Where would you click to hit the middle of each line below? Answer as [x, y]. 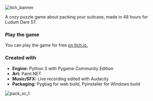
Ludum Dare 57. [21, 22]
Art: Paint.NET [27, 73]
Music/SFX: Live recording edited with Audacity [60, 79]
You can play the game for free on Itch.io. [47, 45]
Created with [21, 58]
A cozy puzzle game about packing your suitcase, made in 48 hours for [76, 17]
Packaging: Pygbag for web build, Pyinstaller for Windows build [76, 84]
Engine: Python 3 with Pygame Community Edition [63, 68]
